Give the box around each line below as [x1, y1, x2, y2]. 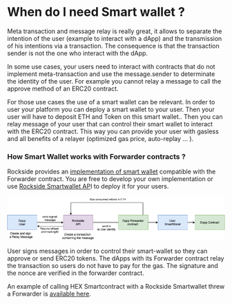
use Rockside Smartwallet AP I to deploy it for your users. [7, 182, 169, 191]
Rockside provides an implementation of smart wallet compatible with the [7, 167, 216, 176]
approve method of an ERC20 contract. [7, 84, 119, 93]
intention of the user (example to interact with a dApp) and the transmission [7, 34, 222, 42]
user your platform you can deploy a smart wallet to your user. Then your [7, 105, 215, 113]
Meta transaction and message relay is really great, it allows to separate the [7, 27, 222, 35]
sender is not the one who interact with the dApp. [7, 49, 148, 57]
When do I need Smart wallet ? [7, 4, 185, 20]
